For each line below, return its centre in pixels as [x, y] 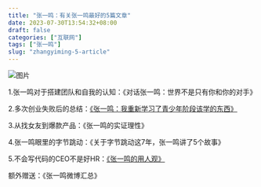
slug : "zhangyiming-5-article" [59, 52]
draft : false [29, 30]
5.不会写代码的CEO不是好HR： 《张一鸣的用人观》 [87, 159]
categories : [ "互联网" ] [45, 37]
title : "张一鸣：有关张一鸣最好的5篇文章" [69, 15]
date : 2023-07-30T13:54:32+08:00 [63, 23]
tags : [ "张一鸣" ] [34, 45]
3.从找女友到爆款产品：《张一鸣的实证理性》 [78, 125]
